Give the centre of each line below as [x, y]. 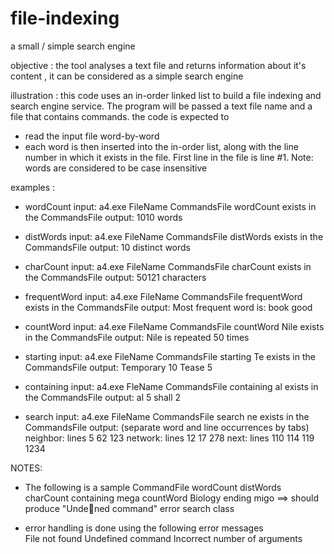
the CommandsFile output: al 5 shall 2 [103, 397]
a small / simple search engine [73, 46]
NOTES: [26, 468]
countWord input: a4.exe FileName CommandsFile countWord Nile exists [174, 326]
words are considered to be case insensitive [116, 168]
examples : [33, 187]
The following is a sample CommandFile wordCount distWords [153, 487]
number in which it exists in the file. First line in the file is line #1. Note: [169, 157]
